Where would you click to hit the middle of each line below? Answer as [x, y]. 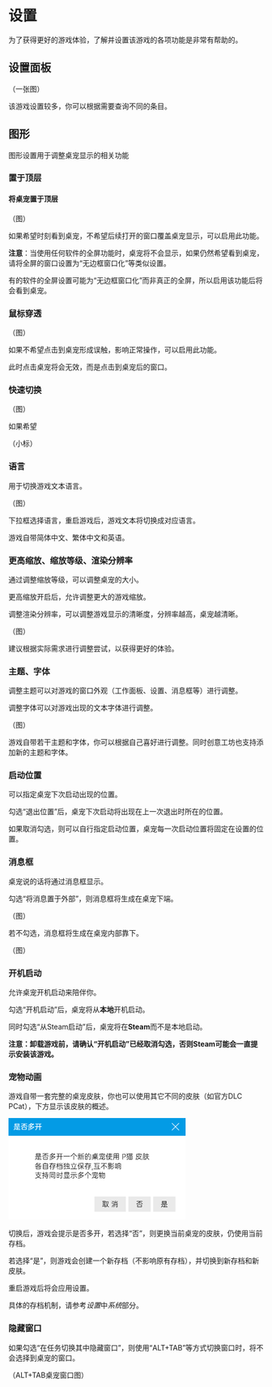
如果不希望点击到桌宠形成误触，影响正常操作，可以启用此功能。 [115, 349]
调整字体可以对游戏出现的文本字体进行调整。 [83, 708]
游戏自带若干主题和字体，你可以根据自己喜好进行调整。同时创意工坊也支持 [132, 742]
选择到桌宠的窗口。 [47, 1358]
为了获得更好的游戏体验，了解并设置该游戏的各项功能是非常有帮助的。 [125, 40]
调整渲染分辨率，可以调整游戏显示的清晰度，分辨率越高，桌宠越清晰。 [125, 614]
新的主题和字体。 [44, 753]
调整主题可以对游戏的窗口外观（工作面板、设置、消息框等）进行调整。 [125, 691]
